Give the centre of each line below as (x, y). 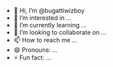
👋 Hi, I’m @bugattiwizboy (49, 11)
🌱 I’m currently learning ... (50, 25)
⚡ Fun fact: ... (32, 57)
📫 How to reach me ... (45, 40)
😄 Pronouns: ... (36, 50)
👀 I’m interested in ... (42, 18)
